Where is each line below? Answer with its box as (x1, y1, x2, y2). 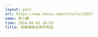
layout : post (5, 7, 32, 12)
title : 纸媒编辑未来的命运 (5, 25, 54, 30)
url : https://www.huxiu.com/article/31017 (5, 12, 93, 16)
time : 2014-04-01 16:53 (5, 20, 54, 25)
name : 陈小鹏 (5, 16, 29, 21)
